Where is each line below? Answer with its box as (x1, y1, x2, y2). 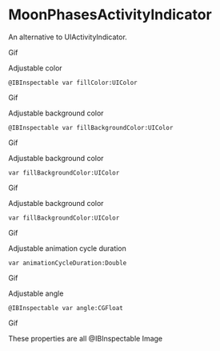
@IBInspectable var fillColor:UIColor (8, 79, 138, 87)
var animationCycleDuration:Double (8, 259, 127, 267)
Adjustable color (8, 63, 62, 73)
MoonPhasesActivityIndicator (8, 6, 212, 24)
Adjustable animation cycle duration (8, 243, 126, 253)
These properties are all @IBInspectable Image (8, 333, 163, 343)
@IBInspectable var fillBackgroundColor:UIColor (8, 123, 174, 131)
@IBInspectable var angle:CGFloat (8, 304, 124, 312)
